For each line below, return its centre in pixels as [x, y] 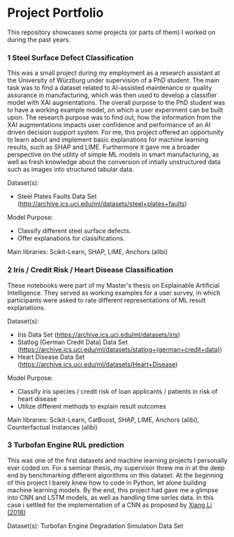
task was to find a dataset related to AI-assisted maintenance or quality [110, 88]
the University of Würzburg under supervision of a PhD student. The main [114, 80]
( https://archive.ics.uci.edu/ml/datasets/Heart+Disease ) [97, 364]
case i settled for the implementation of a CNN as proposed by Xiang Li [110, 505]
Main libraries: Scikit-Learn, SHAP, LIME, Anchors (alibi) [88, 252]
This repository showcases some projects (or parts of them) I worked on [111, 32]
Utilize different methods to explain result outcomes [92, 406]
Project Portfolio [56, 13]
